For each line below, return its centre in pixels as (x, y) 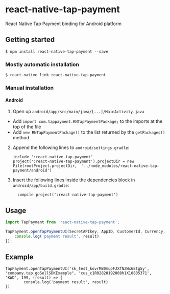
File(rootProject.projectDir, (45, 166)
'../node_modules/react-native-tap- (120, 166)
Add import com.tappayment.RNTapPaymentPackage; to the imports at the (88, 121)
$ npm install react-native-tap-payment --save (57, 51)
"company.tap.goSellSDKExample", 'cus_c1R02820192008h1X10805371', (79, 273)
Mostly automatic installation (42, 64)
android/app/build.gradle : (41, 185)
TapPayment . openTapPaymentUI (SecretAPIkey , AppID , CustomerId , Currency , (86, 232)
